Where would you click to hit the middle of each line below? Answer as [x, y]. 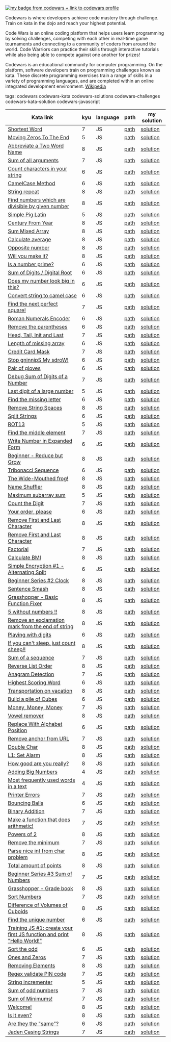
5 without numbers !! [33, 612]
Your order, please [30, 512]
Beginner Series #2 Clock [38, 580]
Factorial [18, 549]
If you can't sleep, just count [42, 643]
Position [18, 730]
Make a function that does [39, 820]
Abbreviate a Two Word [36, 146]
